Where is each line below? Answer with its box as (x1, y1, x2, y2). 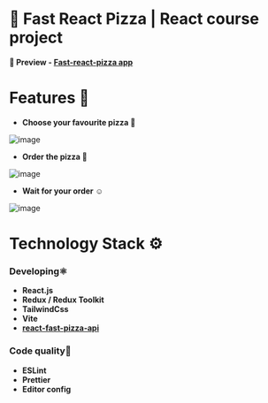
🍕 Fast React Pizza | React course (9, 9, 259, 29)
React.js (21, 285, 54, 296)
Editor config (21, 384, 72, 394)
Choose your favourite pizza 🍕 (21, 117, 136, 127)
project (9, 27, 64, 48)
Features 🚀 (9, 88, 90, 108)
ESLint (21, 365, 47, 376)
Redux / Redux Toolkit (21, 294, 104, 305)
